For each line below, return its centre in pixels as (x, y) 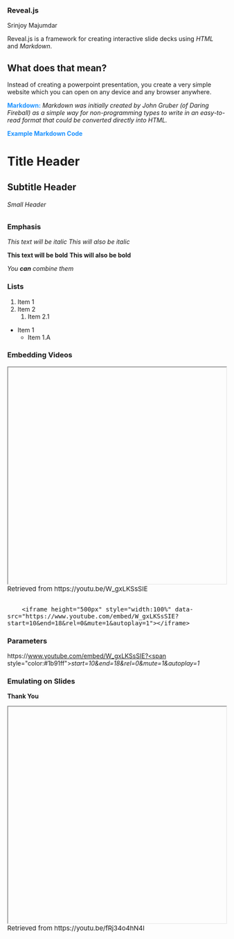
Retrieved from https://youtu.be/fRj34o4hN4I (76, 928)
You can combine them (40, 269)
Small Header (27, 205)
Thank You (23, 696)
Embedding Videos (40, 355)
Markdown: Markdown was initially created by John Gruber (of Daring (108, 105)
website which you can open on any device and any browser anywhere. (109, 92)
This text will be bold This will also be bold (69, 256)
